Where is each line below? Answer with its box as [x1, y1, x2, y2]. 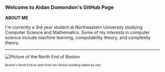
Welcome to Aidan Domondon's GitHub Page [5, 4, 114, 11]
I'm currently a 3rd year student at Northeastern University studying [5, 24, 143, 30]
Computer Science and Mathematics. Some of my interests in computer [5, 30, 150, 36]
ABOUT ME [5, 15, 28, 21]
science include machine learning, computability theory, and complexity [5, 35, 151, 40]
